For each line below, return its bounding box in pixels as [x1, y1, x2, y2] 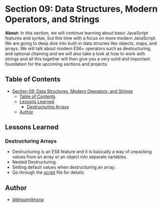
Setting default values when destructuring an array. [12, 165, 116, 170]
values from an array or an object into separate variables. [12, 154, 128, 160]
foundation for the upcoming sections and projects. [5, 61, 108, 67]
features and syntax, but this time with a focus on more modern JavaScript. [5, 35, 157, 41]
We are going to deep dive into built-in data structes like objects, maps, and [5, 40, 157, 46]
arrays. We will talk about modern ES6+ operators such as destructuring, [5, 45, 152, 51]
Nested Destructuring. [12, 159, 57, 165]
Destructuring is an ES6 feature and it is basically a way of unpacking [12, 149, 152, 155]
